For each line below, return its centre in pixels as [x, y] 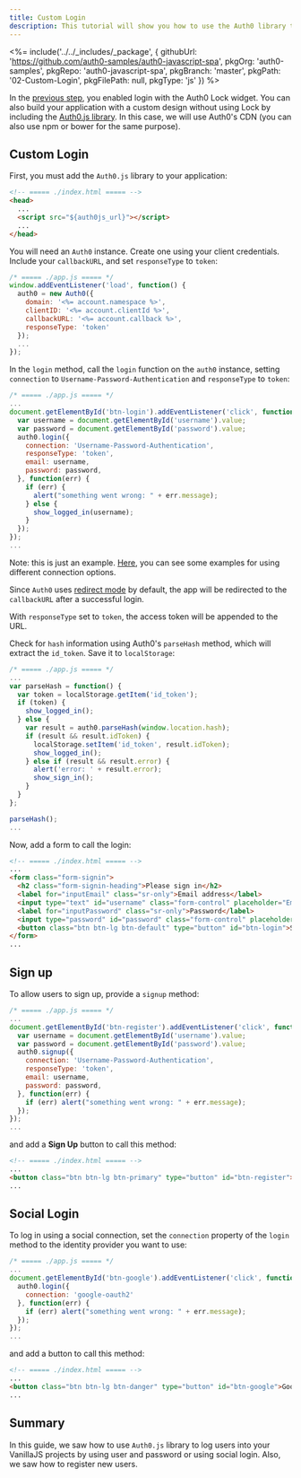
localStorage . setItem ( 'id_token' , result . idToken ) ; [131, 744]
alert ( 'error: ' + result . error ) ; [98, 770]
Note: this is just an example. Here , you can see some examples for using [145, 563]
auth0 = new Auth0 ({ [56, 294]
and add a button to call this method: [77, 1354]
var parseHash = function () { [66, 686]
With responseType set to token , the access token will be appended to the [144, 617]
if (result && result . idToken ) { [88, 736]
